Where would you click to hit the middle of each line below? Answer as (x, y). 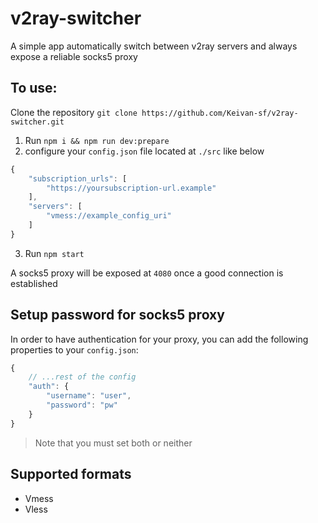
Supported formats (71, 474)
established (34, 283)
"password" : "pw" (82, 405)
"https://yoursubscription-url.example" (131, 188)
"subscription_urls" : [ (78, 178)
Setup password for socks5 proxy (117, 315)
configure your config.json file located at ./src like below (144, 151)
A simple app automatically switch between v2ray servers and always (154, 46)
